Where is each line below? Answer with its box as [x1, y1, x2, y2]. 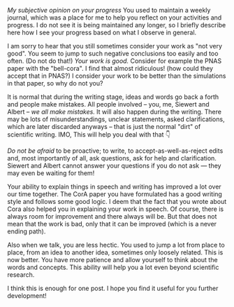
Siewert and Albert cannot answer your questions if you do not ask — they [7, 161, 221, 170]
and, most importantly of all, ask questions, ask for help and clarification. [7, 154, 217, 162]
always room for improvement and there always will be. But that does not [7, 212, 217, 220]
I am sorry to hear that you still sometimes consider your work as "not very [7, 42, 222, 50]
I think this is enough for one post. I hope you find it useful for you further [7, 284, 219, 292]
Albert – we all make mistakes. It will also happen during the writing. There [7, 108, 222, 116]
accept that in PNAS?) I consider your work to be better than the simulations [7, 71, 226, 80]
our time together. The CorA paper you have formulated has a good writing [7, 190, 222, 198]
